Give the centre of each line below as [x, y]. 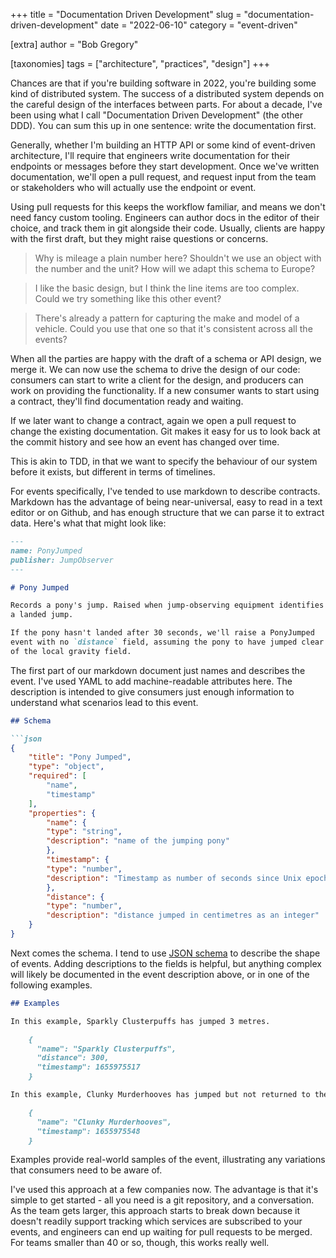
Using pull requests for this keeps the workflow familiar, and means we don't [168, 207]
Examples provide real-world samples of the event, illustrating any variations [168, 1160]
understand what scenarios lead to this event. [104, 702]
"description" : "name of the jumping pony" [138, 841]
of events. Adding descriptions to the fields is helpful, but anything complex [166, 963]
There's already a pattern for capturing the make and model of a [167, 318]
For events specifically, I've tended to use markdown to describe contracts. [165, 491]
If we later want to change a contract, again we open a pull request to [153, 420]
